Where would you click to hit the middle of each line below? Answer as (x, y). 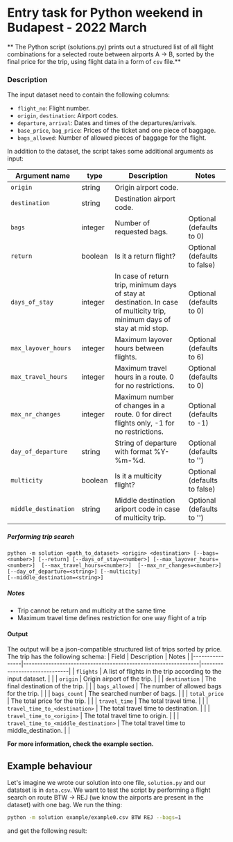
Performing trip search (41, 536)
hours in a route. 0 (145, 377)
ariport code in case (147, 509)
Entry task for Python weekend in (105, 13)
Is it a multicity (138, 476)
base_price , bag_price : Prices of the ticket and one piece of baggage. (116, 131)
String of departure (146, 443)
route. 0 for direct (143, 414)
